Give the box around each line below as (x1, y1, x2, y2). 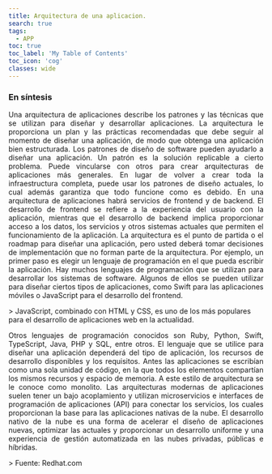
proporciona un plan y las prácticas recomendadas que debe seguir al (8, 127, 264, 137)
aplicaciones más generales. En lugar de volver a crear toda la (8, 170, 264, 180)
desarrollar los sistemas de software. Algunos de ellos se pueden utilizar (8, 273, 264, 284)
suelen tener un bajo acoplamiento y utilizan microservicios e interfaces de (8, 391, 264, 401)
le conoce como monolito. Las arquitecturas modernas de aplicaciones (8, 382, 264, 392)
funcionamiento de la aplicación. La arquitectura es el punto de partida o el (8, 230, 264, 240)
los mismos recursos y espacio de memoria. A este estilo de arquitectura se (8, 374, 264, 383)
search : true (8, 19, 53, 28)
